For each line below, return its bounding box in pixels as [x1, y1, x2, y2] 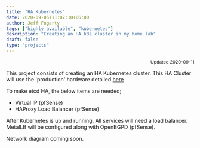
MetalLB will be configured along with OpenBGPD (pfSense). [6, 123, 155, 131]
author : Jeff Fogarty [6, 20, 60, 26]
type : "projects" [6, 43, 50, 49]
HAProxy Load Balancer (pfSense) [14, 105, 100, 113]
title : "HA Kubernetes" [6, 8, 66, 15]
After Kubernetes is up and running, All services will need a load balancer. [6, 117, 188, 124]
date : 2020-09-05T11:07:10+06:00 [6, 14, 90, 20]
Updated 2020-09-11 [150, 58, 195, 65]
